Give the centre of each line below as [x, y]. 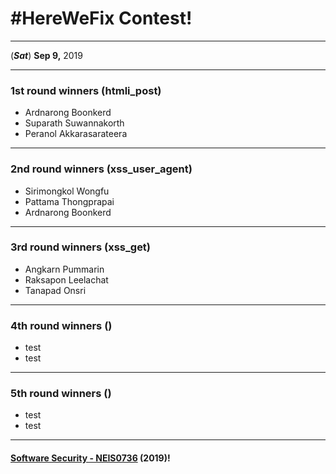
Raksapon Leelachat [66, 279]
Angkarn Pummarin [64, 269]
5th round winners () [61, 394]
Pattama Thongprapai [69, 201]
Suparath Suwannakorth [74, 123]
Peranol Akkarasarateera [76, 134]
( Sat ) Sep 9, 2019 [46, 55]
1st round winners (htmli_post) [86, 90]
